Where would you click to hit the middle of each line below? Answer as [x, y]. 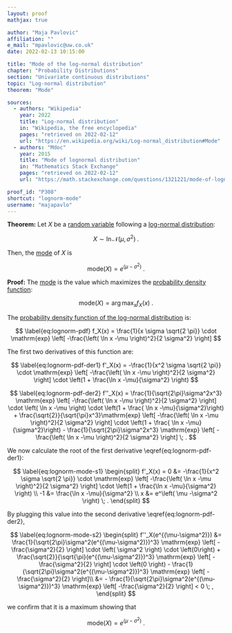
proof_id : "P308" [32, 192]
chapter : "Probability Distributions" [63, 70]
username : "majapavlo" [40, 205]
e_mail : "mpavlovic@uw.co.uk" [51, 46]
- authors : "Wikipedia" [47, 109]
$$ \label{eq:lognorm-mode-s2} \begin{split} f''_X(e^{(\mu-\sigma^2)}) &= [116, 535]
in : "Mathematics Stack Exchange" [69, 167]
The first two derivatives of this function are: [70, 352]
